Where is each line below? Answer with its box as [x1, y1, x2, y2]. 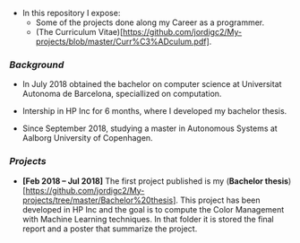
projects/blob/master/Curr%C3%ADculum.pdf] [35, 36, 210, 47]
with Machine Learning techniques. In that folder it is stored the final [21, 213, 275, 224]
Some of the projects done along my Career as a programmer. [35, 17, 265, 28]
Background [9, 58, 64, 71]
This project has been [180, 195, 261, 205]
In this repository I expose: [21, 8, 121, 18]
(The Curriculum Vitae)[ [35, 27, 124, 37]
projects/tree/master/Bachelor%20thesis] [21, 195, 176, 205]
